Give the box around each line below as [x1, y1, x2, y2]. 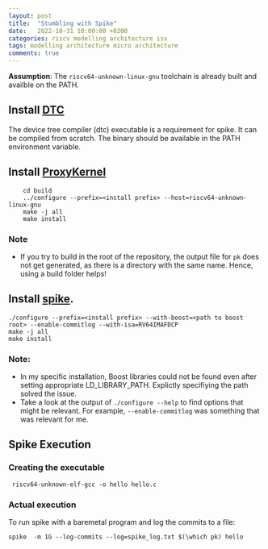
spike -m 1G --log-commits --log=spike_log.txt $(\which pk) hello [8, 533, 244, 541]
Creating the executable [8, 462, 105, 473]
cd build [23, 186, 52, 194]
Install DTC [8, 103, 65, 117]
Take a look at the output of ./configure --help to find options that [19, 397, 244, 407]
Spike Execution [8, 438, 91, 451]
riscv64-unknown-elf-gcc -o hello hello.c [11, 480, 157, 489]
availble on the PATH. [8, 80, 79, 89]
